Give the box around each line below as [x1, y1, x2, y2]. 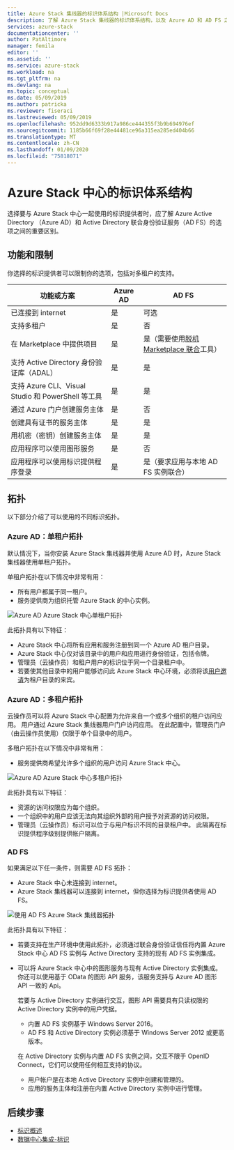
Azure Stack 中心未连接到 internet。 [17, 879, 121, 887]
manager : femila [7, 43, 54, 49]
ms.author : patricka [7, 101, 68, 108]
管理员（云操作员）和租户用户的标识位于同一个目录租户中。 [17, 658, 189, 666]
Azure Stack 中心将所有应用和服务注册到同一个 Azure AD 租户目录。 [17, 641, 214, 649]
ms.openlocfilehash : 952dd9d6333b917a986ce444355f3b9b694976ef [7, 120, 195, 128]
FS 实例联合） [143, 467, 189, 477]
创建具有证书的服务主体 [10, 417, 88, 427]
